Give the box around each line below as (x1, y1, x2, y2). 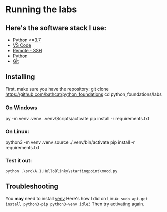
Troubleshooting (5, 182, 59, 191)
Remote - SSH (12, 48, 42, 53)
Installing (5, 73, 35, 81)
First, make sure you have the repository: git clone (5, 86, 109, 92)
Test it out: (5, 157, 32, 164)
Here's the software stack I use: (5, 24, 107, 32)
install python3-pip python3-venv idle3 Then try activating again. (5, 201, 144, 207)
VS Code (12, 42, 31, 48)
